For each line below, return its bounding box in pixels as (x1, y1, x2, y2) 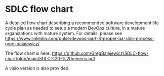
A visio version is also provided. (5, 65, 70, 71)
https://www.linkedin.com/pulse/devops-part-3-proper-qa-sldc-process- (5, 36, 155, 41)
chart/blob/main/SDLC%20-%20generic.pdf (5, 55, 95, 61)
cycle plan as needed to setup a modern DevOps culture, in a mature (5, 25, 145, 31)
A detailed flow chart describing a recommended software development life (5, 20, 159, 26)
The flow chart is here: (5, 50, 51, 56)
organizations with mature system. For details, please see (5, 30, 123, 36)
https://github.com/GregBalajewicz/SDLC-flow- (52, 50, 149, 56)
